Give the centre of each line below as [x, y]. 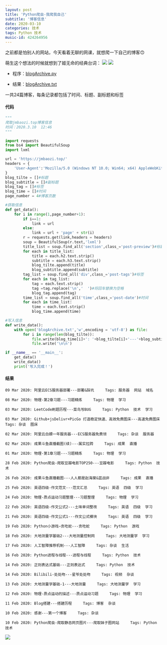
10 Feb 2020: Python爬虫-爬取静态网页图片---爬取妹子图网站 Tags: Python [81, 623]
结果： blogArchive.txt [35, 84]
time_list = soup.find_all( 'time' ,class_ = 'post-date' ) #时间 [86, 298]
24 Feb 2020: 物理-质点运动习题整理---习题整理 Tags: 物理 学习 [72, 498]
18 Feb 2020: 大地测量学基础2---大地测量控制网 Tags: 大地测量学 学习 [78, 536]
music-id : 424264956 [27, 38]
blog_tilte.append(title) [58, 265]
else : [29, 228]
